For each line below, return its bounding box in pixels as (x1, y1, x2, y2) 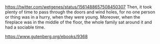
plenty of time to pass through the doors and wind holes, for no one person (5, 9, 155, 15)
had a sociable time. (5, 24, 45, 30)
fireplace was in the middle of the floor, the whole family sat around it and (5, 19, 152, 25)
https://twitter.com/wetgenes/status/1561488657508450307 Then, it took (5, 4, 152, 10)
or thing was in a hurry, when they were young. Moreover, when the (5, 14, 141, 20)
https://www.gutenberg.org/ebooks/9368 (5, 33, 88, 39)
